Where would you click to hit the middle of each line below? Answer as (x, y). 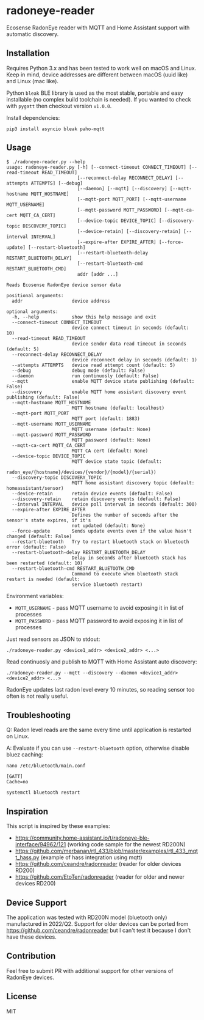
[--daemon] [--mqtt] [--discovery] (122, 188)
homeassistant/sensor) (35, 488)
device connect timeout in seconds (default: (130, 328)
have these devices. (31, 937)
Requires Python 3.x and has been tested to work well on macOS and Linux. (101, 68)
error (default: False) (37, 547)
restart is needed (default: (43, 579)
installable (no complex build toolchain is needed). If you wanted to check (99, 99)
